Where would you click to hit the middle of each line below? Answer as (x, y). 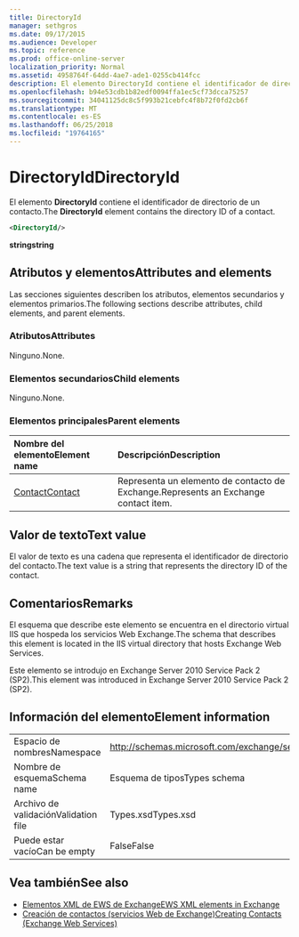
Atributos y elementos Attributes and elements (141, 273)
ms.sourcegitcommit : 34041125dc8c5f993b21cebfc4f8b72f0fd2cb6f (129, 100)
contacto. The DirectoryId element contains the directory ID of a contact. (142, 211)
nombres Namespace (57, 752)
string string (32, 245)
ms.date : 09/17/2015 (48, 34)
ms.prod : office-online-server (67, 59)
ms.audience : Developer (53, 42)
